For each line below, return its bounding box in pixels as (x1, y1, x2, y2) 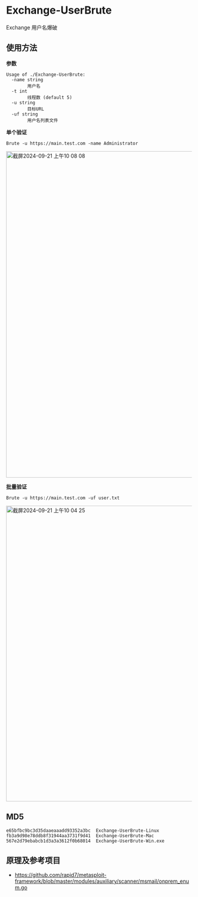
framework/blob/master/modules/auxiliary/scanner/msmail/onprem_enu (14, 877, 190, 885)
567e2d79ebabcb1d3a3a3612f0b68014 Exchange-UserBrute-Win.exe (6, 838, 165, 844)
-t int (11, 88, 28, 94)
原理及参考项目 (6, 855, 61, 865)
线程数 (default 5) (27, 94, 72, 101)
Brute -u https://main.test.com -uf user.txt (6, 495, 120, 501)
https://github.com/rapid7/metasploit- (14, 872, 107, 879)
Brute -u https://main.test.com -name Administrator (6, 140, 138, 146)
